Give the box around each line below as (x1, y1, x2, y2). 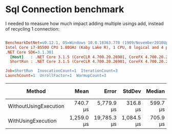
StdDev (122, 88, 141, 95)
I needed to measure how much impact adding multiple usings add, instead (5, 20, 164, 26)
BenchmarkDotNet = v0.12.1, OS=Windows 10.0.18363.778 (5, 40, 120, 45)
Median (145, 88, 165, 95)
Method (26, 88, 46, 95)
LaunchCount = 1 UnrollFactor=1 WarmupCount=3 (5, 73, 106, 78)
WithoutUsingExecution (8, 103, 65, 110)
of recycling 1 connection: (5, 25, 60, 32)
